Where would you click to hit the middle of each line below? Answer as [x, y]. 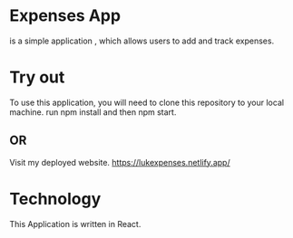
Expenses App [65, 16]
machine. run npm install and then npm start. [93, 112]
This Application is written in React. [75, 224]
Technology [55, 199]
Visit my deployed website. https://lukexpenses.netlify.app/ [120, 162]
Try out [37, 77]
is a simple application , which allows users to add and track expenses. [142, 41]
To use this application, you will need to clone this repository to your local [146, 102]
